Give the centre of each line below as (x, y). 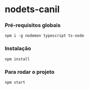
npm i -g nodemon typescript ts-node (45, 36)
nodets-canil (32, 9)
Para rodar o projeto (30, 72)
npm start (15, 82)
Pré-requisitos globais (33, 25)
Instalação (18, 48)
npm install (17, 59)
